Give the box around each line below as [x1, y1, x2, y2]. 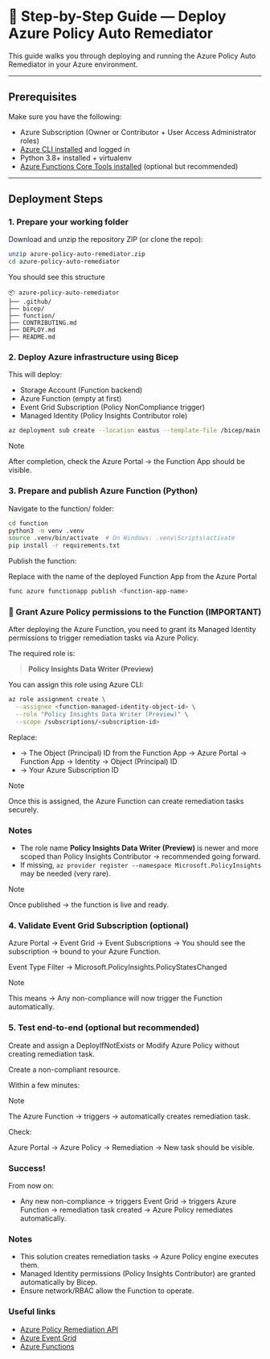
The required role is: [8, 649, 76, 659]
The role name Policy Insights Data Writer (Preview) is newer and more [19, 844, 259, 853]
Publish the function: [8, 556, 77, 566]
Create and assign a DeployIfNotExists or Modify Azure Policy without [8, 1041, 239, 1050]
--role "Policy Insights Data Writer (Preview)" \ [15, 711, 189, 719]
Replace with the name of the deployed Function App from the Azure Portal [8, 572, 257, 581]
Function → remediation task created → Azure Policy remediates [19, 1205, 233, 1215]
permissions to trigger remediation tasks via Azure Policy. [8, 633, 199, 643]
